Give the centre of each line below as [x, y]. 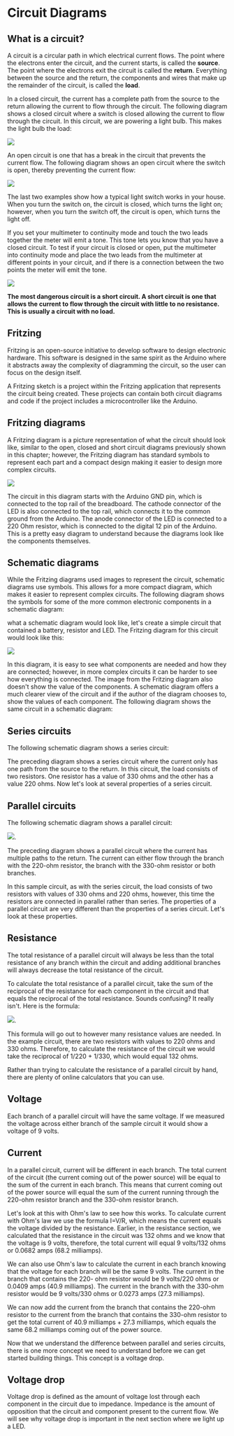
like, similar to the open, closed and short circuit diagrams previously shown [117, 447]
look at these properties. [43, 916]
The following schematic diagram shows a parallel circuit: [90, 823]
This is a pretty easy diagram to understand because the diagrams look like [116, 533]
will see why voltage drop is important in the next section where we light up [116, 1419]
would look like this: [36, 638]
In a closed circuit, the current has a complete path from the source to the [114, 99]
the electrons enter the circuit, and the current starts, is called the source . [114, 63]
